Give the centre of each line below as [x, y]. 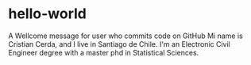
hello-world [48, 14]
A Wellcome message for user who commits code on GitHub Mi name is [126, 36]
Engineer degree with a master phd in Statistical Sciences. [104, 52]
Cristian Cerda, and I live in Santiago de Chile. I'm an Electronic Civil [119, 44]
